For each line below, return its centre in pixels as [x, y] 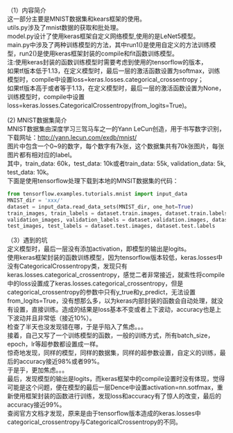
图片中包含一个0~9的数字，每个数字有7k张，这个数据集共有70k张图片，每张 [116, 146]
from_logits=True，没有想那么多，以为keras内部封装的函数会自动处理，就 [112, 301]
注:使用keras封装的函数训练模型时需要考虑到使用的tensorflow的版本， [107, 62]
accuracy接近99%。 [36, 405]
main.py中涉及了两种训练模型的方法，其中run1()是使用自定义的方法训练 [109, 45]
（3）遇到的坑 [27, 240]
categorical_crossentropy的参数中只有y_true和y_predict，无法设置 [102, 292]
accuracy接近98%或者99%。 [61, 362]
